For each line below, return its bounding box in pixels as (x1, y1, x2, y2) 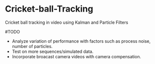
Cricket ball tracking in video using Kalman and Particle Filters (5, 19, 128, 25)
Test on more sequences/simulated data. (12, 48, 94, 54)
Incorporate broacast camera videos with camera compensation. (12, 53, 141, 59)
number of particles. (12, 43, 53, 49)
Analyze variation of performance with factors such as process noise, (12, 38, 151, 44)
